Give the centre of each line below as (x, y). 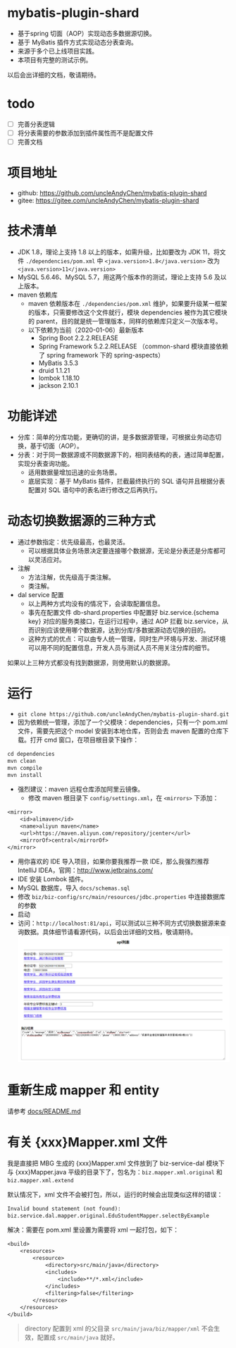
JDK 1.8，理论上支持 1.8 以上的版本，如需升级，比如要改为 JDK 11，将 (119, 252)
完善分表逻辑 (36, 124)
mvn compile (25, 768)
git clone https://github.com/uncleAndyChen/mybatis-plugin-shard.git (123, 714)
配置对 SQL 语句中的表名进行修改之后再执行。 (95, 490)
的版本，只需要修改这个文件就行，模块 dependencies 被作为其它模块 (128, 312)
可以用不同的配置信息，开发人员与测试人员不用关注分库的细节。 (120, 647)
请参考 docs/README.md (44, 1111)
